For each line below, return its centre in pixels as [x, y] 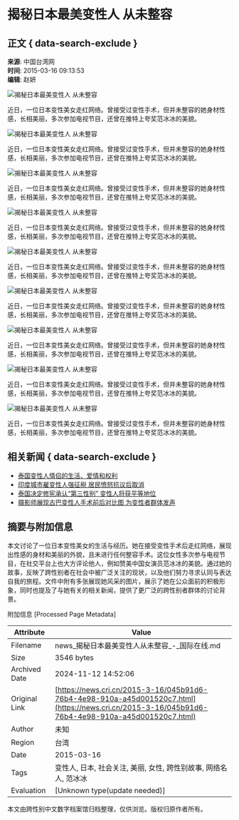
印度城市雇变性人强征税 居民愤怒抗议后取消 [81, 484]
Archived [26, 669]
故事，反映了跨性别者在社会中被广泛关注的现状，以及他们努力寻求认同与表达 [119, 572]
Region [23, 742]
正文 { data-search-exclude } [73, 43]
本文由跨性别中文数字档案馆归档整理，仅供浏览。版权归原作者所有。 [107, 809]
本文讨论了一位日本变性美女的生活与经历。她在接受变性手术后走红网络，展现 [119, 545]
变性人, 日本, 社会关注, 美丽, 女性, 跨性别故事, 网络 [137, 767]
